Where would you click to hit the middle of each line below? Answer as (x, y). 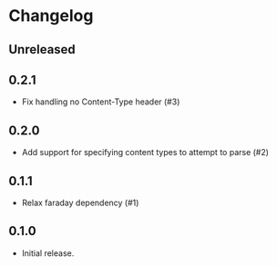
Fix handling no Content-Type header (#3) (101, 102)
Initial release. (48, 253)
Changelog (51, 16)
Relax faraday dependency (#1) (80, 203)
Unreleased (42, 49)
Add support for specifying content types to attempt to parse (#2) (145, 153)
